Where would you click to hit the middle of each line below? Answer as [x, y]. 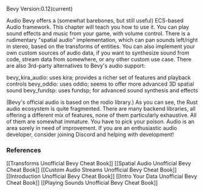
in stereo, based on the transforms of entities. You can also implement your [101, 46]
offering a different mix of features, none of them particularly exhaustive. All [101, 115]
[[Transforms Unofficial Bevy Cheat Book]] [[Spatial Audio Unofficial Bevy [99, 163]
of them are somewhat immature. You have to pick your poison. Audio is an [100, 122]
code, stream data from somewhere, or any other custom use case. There [99, 59]
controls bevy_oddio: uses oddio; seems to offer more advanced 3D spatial [100, 84]
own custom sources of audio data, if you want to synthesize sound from [98, 53]
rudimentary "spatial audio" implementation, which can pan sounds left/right [102, 40]
